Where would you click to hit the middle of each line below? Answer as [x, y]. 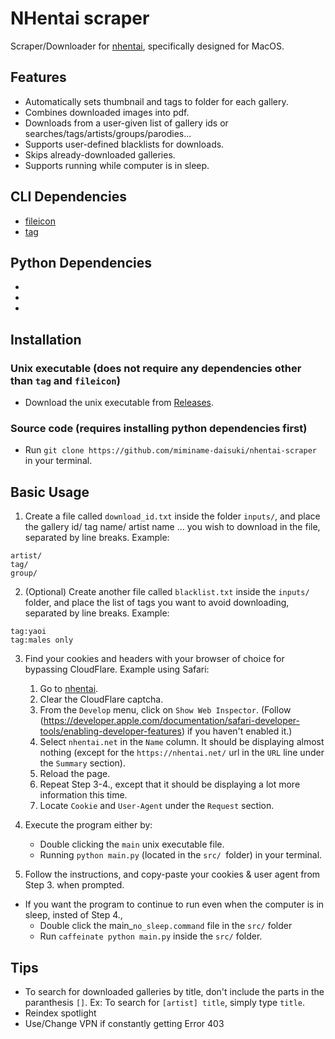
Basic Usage [50, 492]
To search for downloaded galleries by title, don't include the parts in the [174, 991]
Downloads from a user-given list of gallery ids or [126, 123]
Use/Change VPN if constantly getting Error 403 [124, 1023]
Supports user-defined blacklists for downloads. [124, 144]
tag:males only [42, 640]
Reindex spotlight [60, 1013]
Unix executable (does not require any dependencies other [156, 368]
